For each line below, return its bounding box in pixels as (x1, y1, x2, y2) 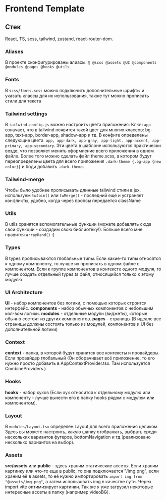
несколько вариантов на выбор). (5, 439, 75, 445)
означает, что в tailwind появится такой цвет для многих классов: (5, 127, 145, 133)
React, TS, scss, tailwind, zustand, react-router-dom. (5, 36, 113, 42)
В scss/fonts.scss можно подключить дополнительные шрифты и (5, 87, 145, 93)
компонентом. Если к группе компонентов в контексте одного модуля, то (5, 266, 162, 272)
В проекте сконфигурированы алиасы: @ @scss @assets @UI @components (5, 59, 157, 65)
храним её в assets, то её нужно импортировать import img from (5, 473, 143, 479)
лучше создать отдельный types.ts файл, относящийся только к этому (5, 271, 155, 277)
